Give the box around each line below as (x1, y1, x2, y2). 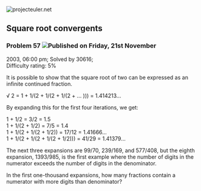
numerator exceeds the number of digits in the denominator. (6, 159, 157, 167)
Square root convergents (6, 23, 103, 33)
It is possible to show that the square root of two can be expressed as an (6, 74, 188, 81)
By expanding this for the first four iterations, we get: (6, 103, 138, 111)
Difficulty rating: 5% (6, 61, 56, 69)
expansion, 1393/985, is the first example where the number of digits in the (6, 153, 194, 161)
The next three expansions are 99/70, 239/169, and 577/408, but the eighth (6, 147, 196, 154)
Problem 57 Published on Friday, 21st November (6, 41, 157, 50)
